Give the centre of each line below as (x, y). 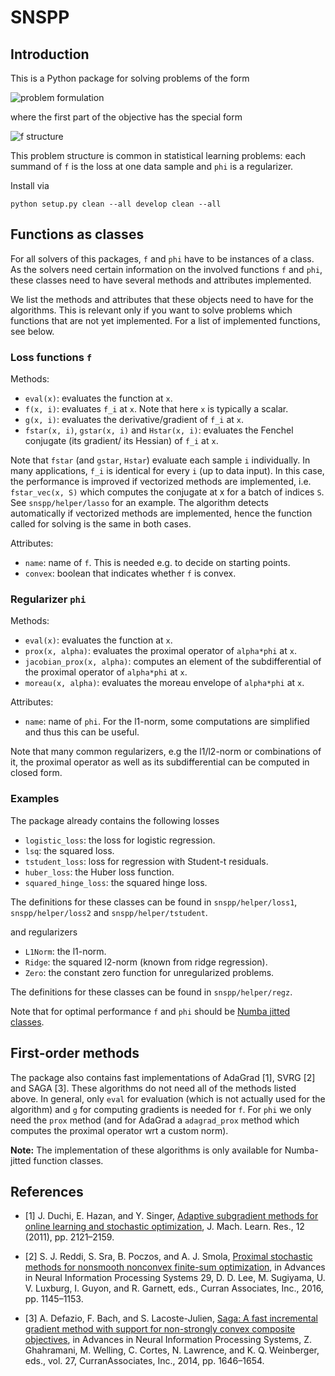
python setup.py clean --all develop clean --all (116, 204)
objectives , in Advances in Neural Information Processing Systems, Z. (168, 1340)
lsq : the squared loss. (69, 850)
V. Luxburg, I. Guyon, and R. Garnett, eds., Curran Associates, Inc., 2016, (174, 1288)
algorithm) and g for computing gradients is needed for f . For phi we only (161, 1109)
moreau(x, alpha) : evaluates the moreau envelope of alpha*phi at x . (164, 683)
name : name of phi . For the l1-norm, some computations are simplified (167, 722)
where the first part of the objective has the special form (126, 117)
